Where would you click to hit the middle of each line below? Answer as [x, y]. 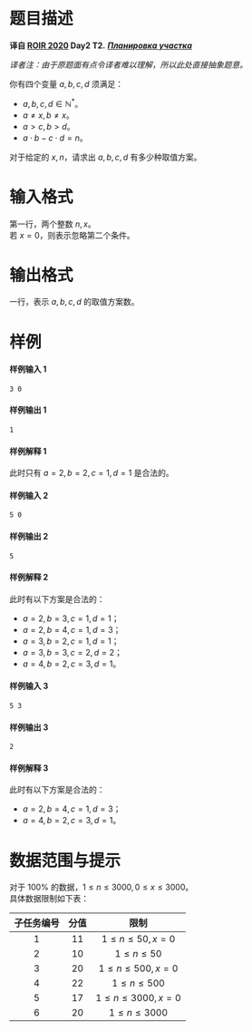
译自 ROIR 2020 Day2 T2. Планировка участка [101, 45]
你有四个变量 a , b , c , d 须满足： [67, 83]
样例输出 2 [29, 537]
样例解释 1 [28, 451]
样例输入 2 [29, 495]
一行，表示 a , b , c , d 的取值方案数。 [74, 302]
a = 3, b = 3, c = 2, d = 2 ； [72, 652]
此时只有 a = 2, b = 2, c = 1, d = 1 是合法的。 [92, 473]
